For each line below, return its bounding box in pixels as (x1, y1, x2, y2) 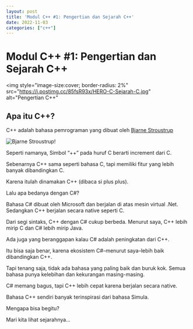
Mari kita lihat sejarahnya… (6, 316, 71, 323)
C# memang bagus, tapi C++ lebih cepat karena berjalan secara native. (6, 282, 178, 289)
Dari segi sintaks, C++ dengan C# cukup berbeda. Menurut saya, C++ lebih (6, 219, 188, 225)
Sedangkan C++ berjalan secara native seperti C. (6, 207, 125, 214)
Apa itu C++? (6, 111, 55, 121)
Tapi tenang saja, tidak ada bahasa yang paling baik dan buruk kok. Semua (6, 265, 185, 272)
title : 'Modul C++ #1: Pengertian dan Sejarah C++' (6, 14, 134, 20)
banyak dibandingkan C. (6, 167, 65, 174)
